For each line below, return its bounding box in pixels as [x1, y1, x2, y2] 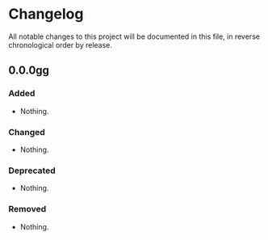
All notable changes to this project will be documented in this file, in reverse [8, 32, 261, 41]
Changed [8, 126, 46, 137]
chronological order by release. [8, 40, 113, 49]
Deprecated [8, 165, 57, 176]
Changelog [8, 5, 84, 23]
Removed [8, 204, 47, 215]
